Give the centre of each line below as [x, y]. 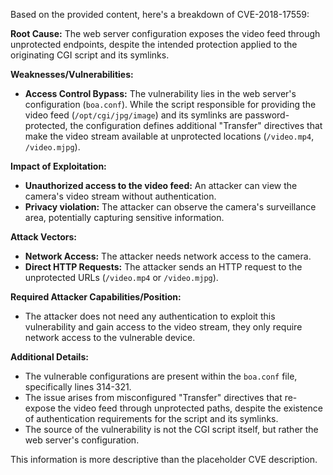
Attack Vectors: [44, 237]
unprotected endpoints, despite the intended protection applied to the [154, 44]
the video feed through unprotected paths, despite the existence [190, 408]
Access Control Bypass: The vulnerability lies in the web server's [160, 93]
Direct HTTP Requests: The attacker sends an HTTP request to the [163, 267]
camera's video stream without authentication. [120, 196]
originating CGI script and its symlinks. [90, 55]
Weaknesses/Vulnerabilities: [72, 74]
